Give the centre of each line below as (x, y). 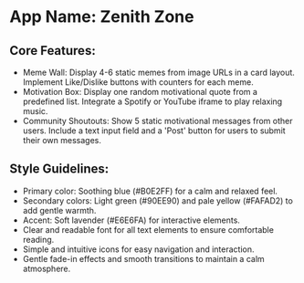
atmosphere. (47, 268)
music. (35, 111)
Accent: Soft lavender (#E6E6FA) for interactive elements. (131, 220)
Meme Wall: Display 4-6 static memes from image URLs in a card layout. (158, 72)
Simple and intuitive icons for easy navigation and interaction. (138, 249)
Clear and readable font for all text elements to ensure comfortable (148, 229)
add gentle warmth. (59, 210)
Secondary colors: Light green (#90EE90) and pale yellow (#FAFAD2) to (158, 200)
